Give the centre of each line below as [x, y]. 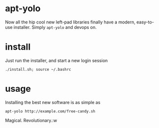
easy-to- [145, 22]
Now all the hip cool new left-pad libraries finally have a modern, [70, 22]
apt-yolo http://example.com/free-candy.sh [50, 111]
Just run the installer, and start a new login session [56, 60]
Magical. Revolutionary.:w [31, 120]
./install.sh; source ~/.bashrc [38, 69]
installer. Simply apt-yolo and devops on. [55, 27]
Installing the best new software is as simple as [53, 102]
